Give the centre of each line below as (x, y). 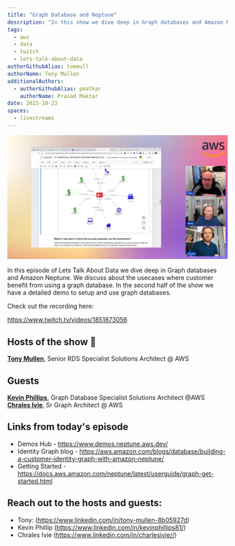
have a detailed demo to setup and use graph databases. (89, 293)
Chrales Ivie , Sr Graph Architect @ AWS (65, 405)
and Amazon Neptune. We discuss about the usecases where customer (111, 278)
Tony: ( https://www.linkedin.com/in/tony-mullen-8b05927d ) (104, 520)
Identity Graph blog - (48, 451)
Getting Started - (42, 466)
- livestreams (34, 118)
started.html (35, 481)
